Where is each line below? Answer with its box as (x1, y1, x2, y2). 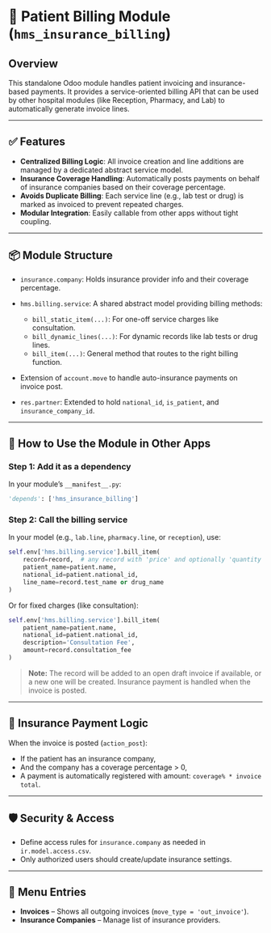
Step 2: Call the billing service (8, 514, 128, 525)
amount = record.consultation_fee (23, 647, 131, 655)
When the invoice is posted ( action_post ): (8, 738, 148, 748)
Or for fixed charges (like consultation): (8, 600, 139, 610)
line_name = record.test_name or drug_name (23, 578, 164, 586)
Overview (8, 57, 59, 70)
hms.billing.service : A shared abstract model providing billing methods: (19, 299, 263, 308)
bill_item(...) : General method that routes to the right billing (31, 348, 239, 358)
